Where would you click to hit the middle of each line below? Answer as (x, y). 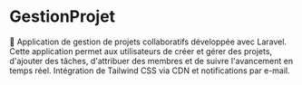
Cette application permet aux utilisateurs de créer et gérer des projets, (141, 51)
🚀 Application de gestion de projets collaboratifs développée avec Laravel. (148, 42)
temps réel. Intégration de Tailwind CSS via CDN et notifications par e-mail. (150, 71)
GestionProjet (63, 17)
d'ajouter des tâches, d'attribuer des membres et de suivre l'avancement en (151, 61)
